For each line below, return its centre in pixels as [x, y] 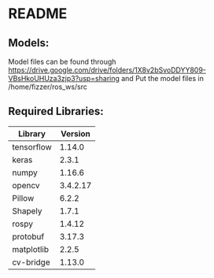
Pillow [23, 198]
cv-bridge [31, 262]
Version [75, 133]
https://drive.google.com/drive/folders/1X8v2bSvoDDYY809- [107, 70]
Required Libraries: [56, 111]
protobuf [28, 236]
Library [32, 133]
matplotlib [31, 249]
